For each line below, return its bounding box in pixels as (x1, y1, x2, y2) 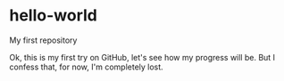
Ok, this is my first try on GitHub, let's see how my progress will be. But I (9, 52, 275, 62)
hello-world (9, 5, 98, 26)
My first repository (9, 35, 78, 45)
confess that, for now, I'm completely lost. (9, 61, 163, 72)
